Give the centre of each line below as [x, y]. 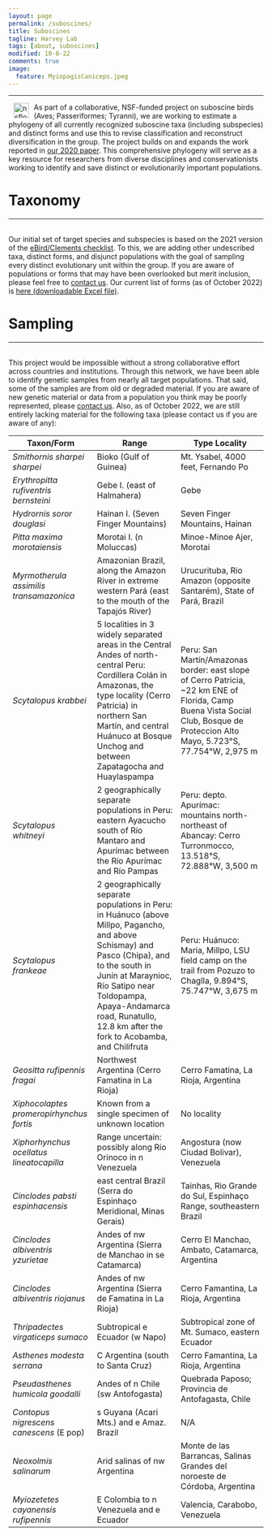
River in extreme [128, 580]
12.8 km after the [130, 1026]
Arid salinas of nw [131, 1460]
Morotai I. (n [120, 537]
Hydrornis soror [42, 513]
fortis [22, 1123]
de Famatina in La [130, 1298]
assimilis [29, 586]
